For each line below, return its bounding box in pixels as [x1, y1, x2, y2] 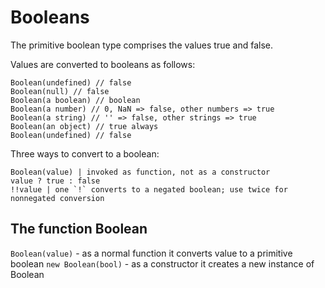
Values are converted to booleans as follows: [10, 58, 196, 70]
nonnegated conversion [10, 193, 105, 203]
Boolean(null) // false [10, 86, 110, 96]
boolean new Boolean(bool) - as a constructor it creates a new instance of [10, 257, 315, 270]
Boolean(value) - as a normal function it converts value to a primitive [10, 247, 293, 259]
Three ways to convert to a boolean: [10, 147, 160, 160]
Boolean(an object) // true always [10, 121, 159, 131]
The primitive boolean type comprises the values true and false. [10, 39, 273, 51]
